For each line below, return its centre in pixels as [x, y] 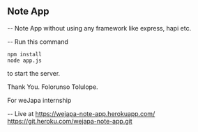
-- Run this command [38, 42]
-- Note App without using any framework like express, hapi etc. [99, 28]
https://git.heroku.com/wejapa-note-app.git [70, 121]
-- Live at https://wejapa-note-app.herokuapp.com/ [81, 113]
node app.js [24, 60]
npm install [24, 54]
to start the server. [34, 73]
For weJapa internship [39, 100]
